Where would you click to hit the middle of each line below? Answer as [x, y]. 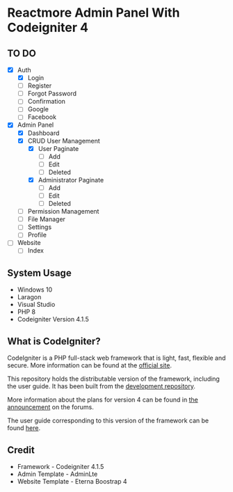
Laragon [29, 297]
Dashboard [43, 133]
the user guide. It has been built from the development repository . [102, 386]
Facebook [42, 117]
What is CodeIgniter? [54, 341]
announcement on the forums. [50, 407]
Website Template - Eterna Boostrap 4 [72, 481]
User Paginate [58, 148]
